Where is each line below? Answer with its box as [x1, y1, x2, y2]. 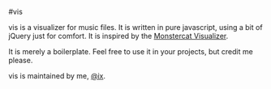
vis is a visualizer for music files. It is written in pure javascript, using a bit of [8, 23, 263, 32]
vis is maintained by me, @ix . [8, 71, 106, 80]
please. [8, 56, 33, 65]
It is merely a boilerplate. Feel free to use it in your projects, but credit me [8, 47, 253, 56]
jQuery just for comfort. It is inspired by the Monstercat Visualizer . [8, 32, 229, 40]
